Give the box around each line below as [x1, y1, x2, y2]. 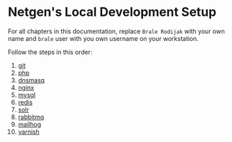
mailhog [17, 120, 41, 128]
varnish [17, 127, 40, 136]
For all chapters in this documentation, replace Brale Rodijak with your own [8, 27, 225, 35]
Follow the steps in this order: [8, 48, 92, 56]
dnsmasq [17, 76, 45, 84]
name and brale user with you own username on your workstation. [8, 34, 199, 42]
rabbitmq [17, 112, 44, 121]
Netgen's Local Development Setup [8, 4, 217, 20]
